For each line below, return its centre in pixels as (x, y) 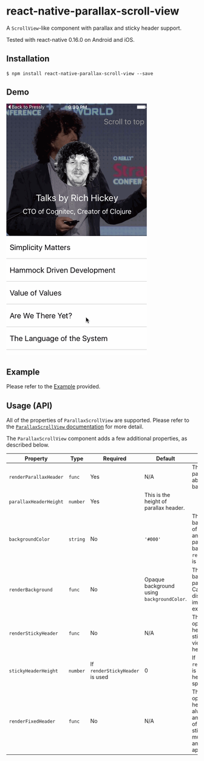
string (77, 539)
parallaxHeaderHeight (36, 502)
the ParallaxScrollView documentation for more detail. (75, 427)
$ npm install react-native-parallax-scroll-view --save (80, 73)
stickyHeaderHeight (33, 671)
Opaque (155, 580)
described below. (28, 445)
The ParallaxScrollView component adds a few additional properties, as (97, 439)
